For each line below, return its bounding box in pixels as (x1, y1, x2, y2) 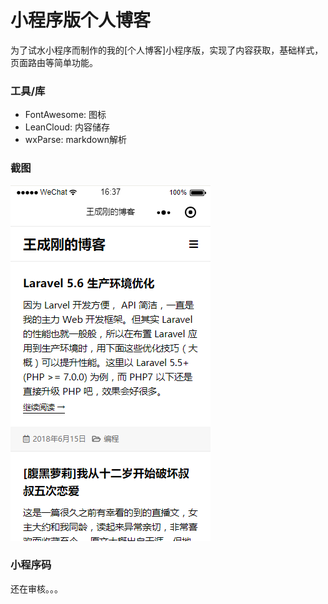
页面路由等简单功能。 (10, 56, 98, 68)
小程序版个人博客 (10, 9, 152, 32)
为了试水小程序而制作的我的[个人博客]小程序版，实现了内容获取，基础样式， (10, 44, 324, 56)
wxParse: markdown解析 (24, 134, 127, 146)
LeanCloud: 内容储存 (24, 121, 110, 133)
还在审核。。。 (10, 582, 63, 595)
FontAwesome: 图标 (24, 109, 107, 121)
